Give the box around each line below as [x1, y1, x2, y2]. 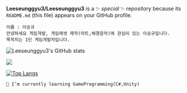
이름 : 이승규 [6, 24, 35, 30]
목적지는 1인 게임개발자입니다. [6, 37, 70, 43]
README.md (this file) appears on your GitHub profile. [6, 12, 132, 18]
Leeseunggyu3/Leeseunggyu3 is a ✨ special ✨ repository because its [6, 5, 182, 12]
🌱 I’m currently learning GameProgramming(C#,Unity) [6, 81, 140, 87]
